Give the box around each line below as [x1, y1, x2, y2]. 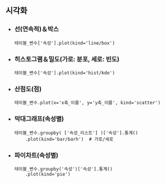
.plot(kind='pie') [25, 171, 71, 177]
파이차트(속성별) [14, 151, 59, 159]
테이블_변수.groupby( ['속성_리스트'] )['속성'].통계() [14, 130, 138, 136]
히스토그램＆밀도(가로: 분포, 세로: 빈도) [14, 55, 120, 63]
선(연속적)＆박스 [14, 25, 59, 33]
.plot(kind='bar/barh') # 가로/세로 [25, 136, 114, 142]
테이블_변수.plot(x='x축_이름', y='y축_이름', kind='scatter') [14, 100, 161, 106]
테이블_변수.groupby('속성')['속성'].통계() [14, 166, 113, 172]
